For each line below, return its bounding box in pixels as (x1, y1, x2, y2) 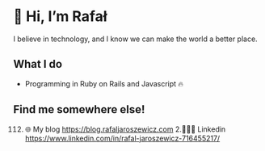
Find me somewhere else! (13, 103, 145, 116)
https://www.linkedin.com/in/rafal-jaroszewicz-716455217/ (24, 133, 221, 143)
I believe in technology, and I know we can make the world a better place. (13, 34, 258, 44)
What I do (13, 57, 63, 71)
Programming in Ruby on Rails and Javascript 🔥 (24, 78, 184, 88)
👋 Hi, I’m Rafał (13, 7, 107, 26)
